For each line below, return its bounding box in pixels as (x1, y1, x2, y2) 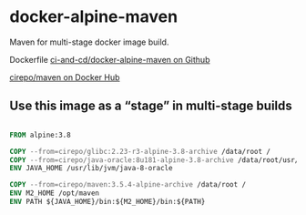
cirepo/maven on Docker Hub (9, 71, 120, 83)
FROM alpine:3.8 (9, 130, 71, 139)
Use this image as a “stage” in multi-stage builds (9, 98, 293, 114)
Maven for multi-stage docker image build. (9, 36, 169, 47)
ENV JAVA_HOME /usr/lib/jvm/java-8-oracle (9, 164, 173, 173)
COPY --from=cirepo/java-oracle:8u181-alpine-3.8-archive (9, 155, 234, 165)
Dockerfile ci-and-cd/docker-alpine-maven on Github (9, 54, 210, 65)
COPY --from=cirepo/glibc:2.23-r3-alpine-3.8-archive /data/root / (9, 147, 271, 156)
